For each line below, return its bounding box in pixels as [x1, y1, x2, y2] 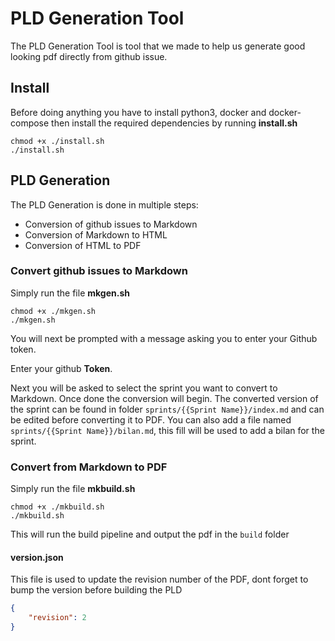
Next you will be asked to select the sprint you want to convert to [10, 382, 278, 394]
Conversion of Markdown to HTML [24, 228, 168, 241]
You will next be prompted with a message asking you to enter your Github [10, 332, 318, 344]
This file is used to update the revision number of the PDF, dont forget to [10, 573, 309, 586]
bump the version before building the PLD [10, 584, 183, 596]
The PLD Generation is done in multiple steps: [10, 198, 199, 211]
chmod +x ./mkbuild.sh [10, 502, 105, 512]
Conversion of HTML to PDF [24, 239, 142, 251]
